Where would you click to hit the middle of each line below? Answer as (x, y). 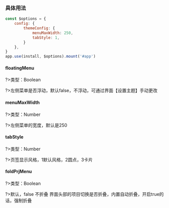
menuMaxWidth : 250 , (52, 33)
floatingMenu (20, 68)
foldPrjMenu (19, 172)
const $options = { (26, 19)
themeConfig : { (39, 28)
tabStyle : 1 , (46, 37)
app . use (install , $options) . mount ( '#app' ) (50, 57)
